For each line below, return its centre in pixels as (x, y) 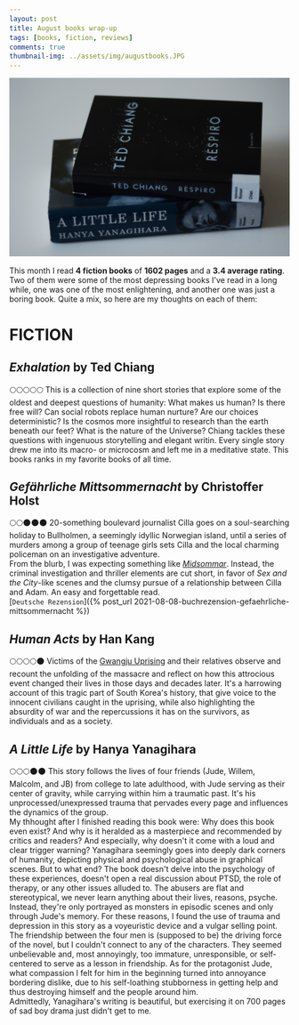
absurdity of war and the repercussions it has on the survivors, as (130, 712)
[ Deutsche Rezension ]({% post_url (71, 601)
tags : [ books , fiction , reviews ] (71, 37)
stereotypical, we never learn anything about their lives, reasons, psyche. (144, 897)
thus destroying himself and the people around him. (104, 991)
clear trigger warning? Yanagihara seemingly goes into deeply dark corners (148, 850)
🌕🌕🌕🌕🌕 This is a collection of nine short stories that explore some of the (145, 389)
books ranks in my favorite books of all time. (90, 459)
